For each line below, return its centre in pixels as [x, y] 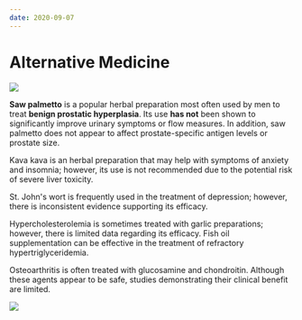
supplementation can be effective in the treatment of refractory [127, 242]
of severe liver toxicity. [51, 179]
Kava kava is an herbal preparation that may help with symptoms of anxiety [149, 160]
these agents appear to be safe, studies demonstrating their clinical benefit [149, 279]
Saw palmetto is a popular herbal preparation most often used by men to [145, 104]
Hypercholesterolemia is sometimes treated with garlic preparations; [137, 224]
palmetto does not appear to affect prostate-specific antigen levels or [138, 133]
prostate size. [35, 142]
